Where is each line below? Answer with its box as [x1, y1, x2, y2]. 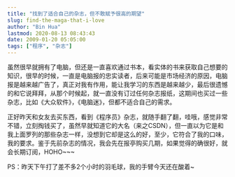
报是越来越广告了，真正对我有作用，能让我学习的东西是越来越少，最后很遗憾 [7, 80, 228, 88]
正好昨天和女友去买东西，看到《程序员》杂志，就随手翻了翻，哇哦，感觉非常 [7, 113, 228, 121]
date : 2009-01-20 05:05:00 [7, 36, 86, 43]
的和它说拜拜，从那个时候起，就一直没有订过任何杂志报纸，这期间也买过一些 [7, 89, 228, 97]
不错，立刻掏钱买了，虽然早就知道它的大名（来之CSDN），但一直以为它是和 [7, 122, 224, 129]
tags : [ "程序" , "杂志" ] [7, 43, 72, 50]
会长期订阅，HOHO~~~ [7, 148, 76, 156]
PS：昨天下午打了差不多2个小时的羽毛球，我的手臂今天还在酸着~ [7, 162, 194, 171]
